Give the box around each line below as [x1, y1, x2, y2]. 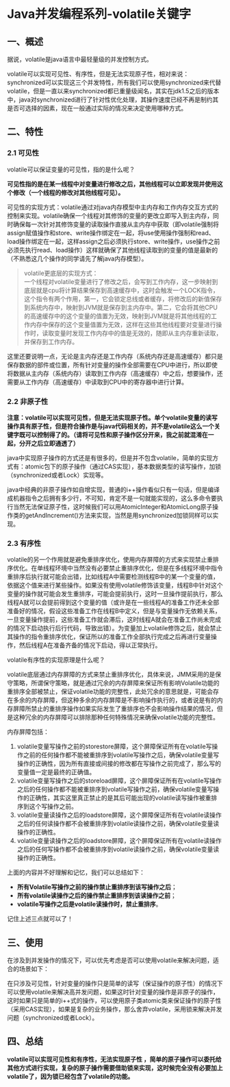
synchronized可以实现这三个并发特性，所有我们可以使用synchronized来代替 [7, 78, 222, 86]
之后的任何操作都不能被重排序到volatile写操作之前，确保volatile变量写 [16, 785, 214, 793]
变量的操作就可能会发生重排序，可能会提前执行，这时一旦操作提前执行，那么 [7, 590, 223, 598]
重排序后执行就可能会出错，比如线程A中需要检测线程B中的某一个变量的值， [7, 573, 219, 581]
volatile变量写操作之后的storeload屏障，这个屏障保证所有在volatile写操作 [16, 776, 222, 785]
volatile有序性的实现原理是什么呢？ [7, 656, 105, 664]
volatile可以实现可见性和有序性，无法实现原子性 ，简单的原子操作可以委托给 [7, 1055, 222, 1063]
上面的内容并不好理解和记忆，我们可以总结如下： [7, 868, 145, 876]
